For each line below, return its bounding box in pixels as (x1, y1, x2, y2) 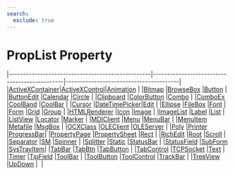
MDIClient (90, 115, 121, 124)
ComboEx (196, 93, 225, 101)
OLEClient (100, 122, 130, 131)
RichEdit (160, 130, 185, 138)
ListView (8, 115, 34, 124)
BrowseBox (167, 85, 201, 93)
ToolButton (86, 153, 118, 161)
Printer (187, 122, 207, 131)
